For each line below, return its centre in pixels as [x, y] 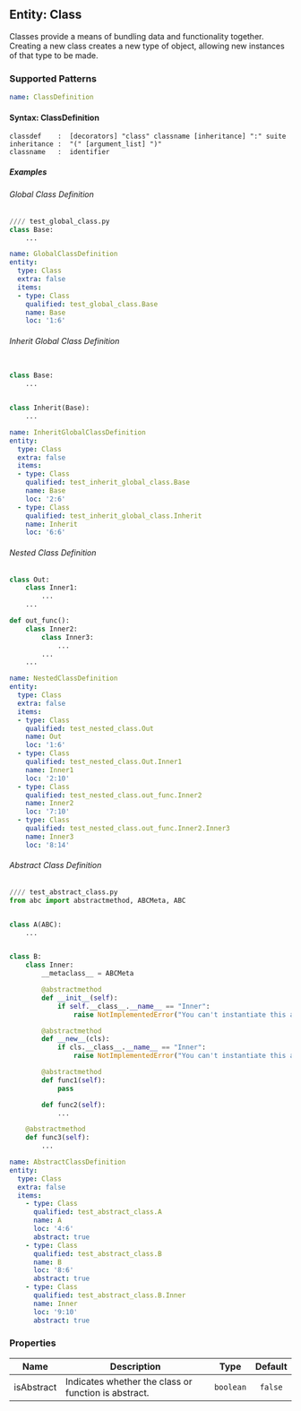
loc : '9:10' [55, 1312]
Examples [28, 172]
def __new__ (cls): [76, 1039]
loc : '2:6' [46, 499]
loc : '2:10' [47, 779]
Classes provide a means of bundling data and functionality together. [137, 36]
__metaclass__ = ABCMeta [88, 974]
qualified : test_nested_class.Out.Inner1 [103, 762]
